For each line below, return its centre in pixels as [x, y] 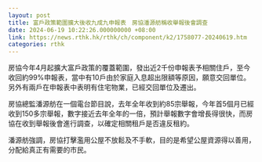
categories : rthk [36, 45]
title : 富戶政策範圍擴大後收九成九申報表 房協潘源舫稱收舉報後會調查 [108, 23]
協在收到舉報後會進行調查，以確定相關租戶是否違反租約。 [101, 124]
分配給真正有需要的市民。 [49, 150]
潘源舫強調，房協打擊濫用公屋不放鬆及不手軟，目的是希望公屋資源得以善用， [132, 140]
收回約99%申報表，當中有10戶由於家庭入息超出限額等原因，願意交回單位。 [129, 77]
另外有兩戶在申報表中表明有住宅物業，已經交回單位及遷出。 [104, 88]
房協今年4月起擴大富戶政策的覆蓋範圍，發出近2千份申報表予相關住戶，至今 [129, 68]
